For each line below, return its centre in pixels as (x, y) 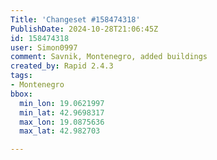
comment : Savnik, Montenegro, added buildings (109, 57)
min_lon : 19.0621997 (62, 103)
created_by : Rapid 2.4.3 (62, 66)
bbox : (21, 94)
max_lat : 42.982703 (60, 131)
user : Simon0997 (44, 47)
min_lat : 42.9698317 (62, 112)
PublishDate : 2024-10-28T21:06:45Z (84, 29)
